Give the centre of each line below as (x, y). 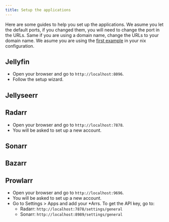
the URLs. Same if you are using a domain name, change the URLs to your (82, 35)
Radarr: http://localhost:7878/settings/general (71, 209)
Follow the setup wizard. (38, 80)
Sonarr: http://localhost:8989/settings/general (71, 214)
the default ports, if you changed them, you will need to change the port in (82, 30)
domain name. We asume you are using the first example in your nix (76, 41)
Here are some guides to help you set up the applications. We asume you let (84, 24)
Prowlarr (19, 180)
